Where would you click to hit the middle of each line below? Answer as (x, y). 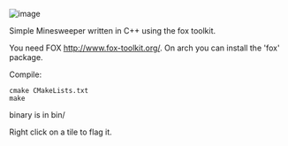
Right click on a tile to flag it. (61, 132)
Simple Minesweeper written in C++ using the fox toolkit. (113, 31)
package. (26, 57)
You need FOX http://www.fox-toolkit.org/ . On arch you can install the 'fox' (144, 48)
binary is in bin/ (37, 115)
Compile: (26, 74)
